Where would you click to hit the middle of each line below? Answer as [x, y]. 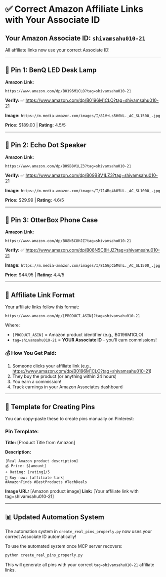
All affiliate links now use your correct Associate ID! [57, 50]
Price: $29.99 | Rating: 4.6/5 [35, 200]
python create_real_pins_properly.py [44, 555]
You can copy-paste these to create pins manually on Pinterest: [70, 419]
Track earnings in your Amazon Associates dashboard [67, 387]
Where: [13, 325]
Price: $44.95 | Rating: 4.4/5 [35, 275]
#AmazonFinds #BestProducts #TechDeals [46, 482]
